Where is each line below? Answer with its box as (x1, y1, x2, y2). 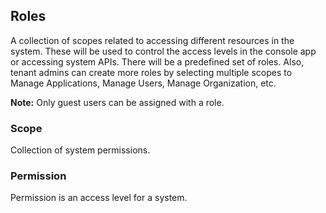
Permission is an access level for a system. (10, 192, 188, 204)
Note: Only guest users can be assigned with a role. (10, 96, 225, 108)
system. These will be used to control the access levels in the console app (10, 45, 317, 57)
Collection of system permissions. (10, 144, 151, 156)
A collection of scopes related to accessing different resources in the (10, 34, 295, 46)
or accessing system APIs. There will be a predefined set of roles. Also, (10, 55, 305, 68)
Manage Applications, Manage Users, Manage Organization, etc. (10, 77, 277, 89)
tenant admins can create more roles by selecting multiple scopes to (10, 66, 293, 78)
